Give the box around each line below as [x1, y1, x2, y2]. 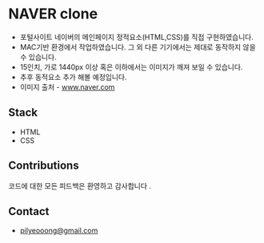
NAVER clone [8, 5, 98, 23]
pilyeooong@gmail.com [19, 225, 98, 236]
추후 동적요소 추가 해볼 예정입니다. [19, 72, 127, 82]
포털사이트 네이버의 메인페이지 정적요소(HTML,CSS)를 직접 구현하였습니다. [19, 32, 254, 42]
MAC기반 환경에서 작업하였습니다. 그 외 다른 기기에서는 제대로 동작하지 [19, 42, 242, 52]
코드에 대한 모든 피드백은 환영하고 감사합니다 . [8, 181, 152, 190]
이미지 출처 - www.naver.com [19, 82, 115, 92]
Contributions [8, 159, 79, 173]
